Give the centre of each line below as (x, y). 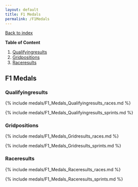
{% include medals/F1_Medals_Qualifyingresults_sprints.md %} (69, 113)
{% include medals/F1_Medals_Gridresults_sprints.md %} (63, 146)
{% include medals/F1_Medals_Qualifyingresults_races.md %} (68, 103)
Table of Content (23, 43)
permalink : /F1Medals (27, 19)
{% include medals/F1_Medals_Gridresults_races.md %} (62, 136)
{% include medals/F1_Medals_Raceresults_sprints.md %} (64, 179)
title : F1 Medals (23, 14)
